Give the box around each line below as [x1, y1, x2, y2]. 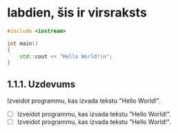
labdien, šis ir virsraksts [7, 5, 147, 21]
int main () [7, 40, 39, 47]
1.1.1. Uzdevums [7, 78, 76, 90]
